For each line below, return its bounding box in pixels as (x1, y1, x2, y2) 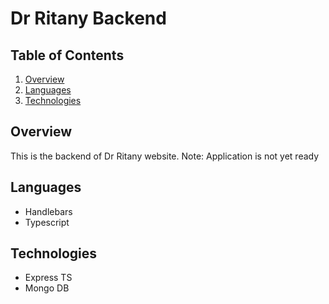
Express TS (24, 272, 73, 284)
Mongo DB (24, 282, 70, 294)
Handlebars (24, 205, 73, 217)
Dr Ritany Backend (10, 7, 167, 30)
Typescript (24, 216, 70, 228)
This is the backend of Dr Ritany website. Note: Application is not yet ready (10, 150, 320, 162)
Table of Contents (10, 47, 125, 64)
